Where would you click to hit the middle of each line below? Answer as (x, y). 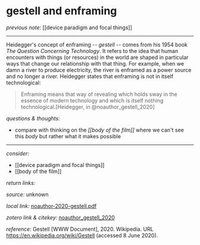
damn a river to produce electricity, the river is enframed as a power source (99, 70)
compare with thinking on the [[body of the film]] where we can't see (99, 130)
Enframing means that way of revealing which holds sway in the (99, 94)
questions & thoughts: (33, 118)
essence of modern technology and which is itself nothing (92, 100)
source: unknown (27, 194)
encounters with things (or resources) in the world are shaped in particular (97, 57)
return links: (21, 182)
